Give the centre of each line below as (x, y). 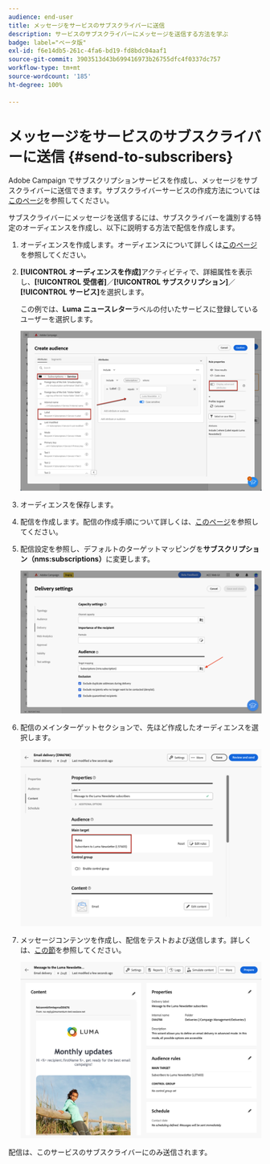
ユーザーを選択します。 (59, 319)
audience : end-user (41, 17)
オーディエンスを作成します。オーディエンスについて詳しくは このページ (139, 245)
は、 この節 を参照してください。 (73, 950)
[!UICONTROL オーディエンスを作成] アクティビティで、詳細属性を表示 (136, 272)
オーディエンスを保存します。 (69, 505)
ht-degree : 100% (35, 84)
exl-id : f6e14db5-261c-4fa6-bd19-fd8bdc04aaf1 (88, 51)
